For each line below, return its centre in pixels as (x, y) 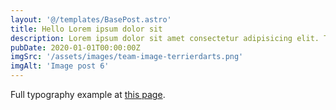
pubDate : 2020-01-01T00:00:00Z (75, 47)
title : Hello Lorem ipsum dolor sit (86, 29)
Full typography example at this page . (88, 94)
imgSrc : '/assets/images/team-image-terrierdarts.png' (127, 57)
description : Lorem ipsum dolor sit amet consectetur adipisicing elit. (165, 38)
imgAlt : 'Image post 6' (60, 66)
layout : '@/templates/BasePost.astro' (91, 19)
